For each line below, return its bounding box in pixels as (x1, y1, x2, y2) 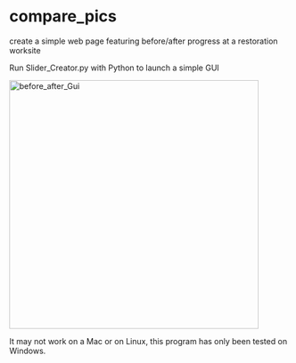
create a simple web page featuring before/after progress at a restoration (9, 36, 278, 46)
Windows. (9, 345, 46, 356)
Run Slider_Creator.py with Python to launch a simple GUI (9, 62, 220, 73)
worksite (9, 44, 42, 55)
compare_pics (9, 6, 118, 27)
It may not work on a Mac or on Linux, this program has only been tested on (9, 335, 288, 346)
